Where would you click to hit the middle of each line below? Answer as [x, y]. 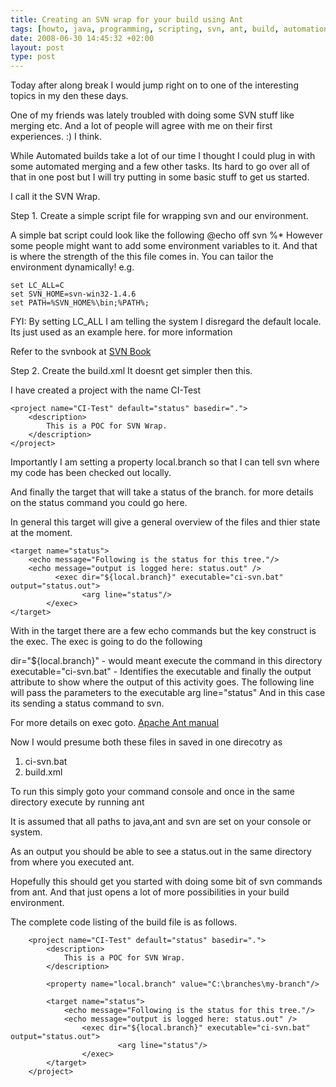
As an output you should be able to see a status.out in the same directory [161, 852]
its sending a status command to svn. [87, 703]
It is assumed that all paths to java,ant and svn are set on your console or [161, 822]
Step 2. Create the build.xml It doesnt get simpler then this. [131, 371]
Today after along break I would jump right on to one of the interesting [154, 85]
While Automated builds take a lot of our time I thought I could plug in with [163, 156]
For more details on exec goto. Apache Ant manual [115, 723]
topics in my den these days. [69, 96]
